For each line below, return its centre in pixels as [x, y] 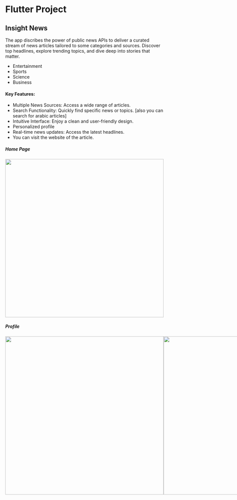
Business [22, 82]
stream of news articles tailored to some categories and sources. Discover [83, 46]
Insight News [27, 28]
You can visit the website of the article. [53, 137]
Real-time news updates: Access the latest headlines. [69, 132]
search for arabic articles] [39, 116]
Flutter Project [36, 9]
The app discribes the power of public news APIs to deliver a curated [77, 40]
